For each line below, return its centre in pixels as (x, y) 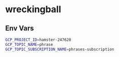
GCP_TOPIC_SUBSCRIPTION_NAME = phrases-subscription (60, 49)
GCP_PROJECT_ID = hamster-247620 (38, 40)
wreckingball (33, 9)
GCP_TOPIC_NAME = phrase (29, 44)
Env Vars (19, 28)
